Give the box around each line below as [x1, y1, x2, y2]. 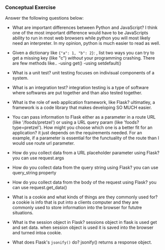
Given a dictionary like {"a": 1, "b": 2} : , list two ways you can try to [12, 50, 155, 56]
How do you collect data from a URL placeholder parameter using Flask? [12, 150, 160, 156]
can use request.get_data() [12, 185, 67, 190]
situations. [12, 210, 33, 216]
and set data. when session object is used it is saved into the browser [12, 224, 154, 230]
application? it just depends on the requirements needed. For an [12, 130, 142, 136]
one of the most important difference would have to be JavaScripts [12, 30, 149, 36]
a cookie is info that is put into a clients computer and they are [12, 199, 139, 205]
